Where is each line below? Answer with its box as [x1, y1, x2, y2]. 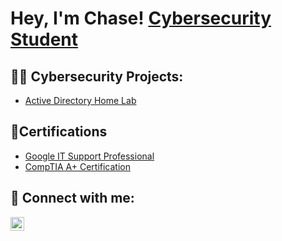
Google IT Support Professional [24, 150, 155, 162]
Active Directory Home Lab [24, 95, 137, 106]
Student [10, 28, 79, 51]
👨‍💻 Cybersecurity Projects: [10, 68, 184, 85]
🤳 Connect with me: [10, 190, 135, 207]
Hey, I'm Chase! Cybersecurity [10, 7, 272, 30]
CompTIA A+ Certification [24, 160, 131, 172]
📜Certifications [10, 123, 108, 141]
